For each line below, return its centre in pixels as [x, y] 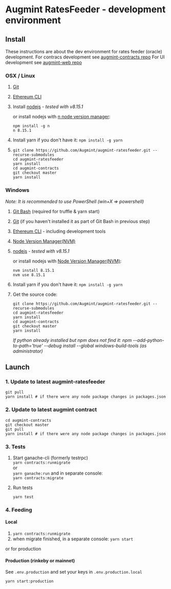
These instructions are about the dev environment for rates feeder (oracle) [84, 52]
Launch [17, 367]
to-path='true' [28, 346]
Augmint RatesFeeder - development [85, 9]
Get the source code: [35, 294]
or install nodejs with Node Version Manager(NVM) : [67, 261]
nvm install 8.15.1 [34, 270]
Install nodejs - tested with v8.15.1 [48, 107]
